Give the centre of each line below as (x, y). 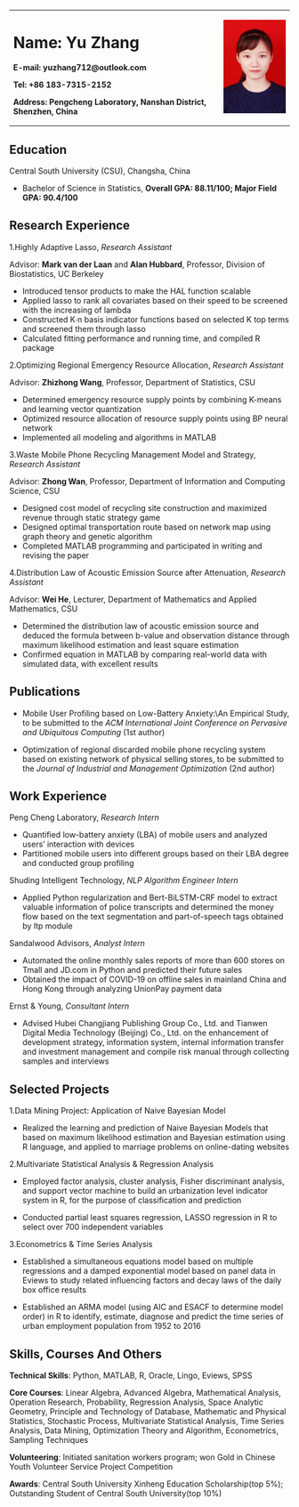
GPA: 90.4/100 (50, 198)
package (38, 347)
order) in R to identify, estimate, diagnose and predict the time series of (153, 1317)
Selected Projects (59, 1089)
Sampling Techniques (49, 1440)
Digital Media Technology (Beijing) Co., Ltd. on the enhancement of (145, 1033)
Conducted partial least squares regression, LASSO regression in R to (149, 1218)
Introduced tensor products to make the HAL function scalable (137, 291)
